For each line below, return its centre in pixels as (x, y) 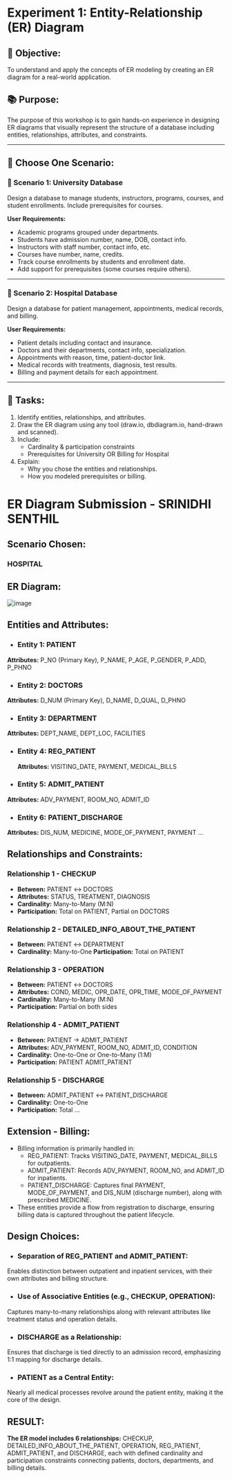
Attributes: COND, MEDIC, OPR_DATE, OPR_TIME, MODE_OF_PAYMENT (119, 992)
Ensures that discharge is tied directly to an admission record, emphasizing (114, 1352)
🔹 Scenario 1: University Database (65, 183)
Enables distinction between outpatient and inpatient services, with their (110, 1271)
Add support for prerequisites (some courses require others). (104, 269)
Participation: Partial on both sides (67, 1007)
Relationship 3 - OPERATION (56, 970)
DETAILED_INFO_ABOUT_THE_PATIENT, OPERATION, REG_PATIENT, (104, 1446)
